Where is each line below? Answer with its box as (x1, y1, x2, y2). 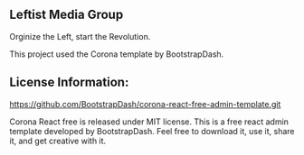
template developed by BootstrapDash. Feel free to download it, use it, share (9, 125, 295, 136)
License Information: (9, 75, 129, 90)
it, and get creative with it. (9, 135, 107, 146)
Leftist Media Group (9, 7, 124, 23)
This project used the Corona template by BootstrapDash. (9, 49, 224, 59)
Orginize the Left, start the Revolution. (9, 31, 151, 41)
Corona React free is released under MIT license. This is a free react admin (9, 116, 290, 127)
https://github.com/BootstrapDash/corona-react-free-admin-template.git (9, 98, 281, 109)
